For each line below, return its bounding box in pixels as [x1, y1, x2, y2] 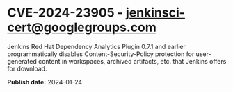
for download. [7, 64, 47, 73]
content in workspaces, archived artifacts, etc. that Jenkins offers [38, 57, 227, 65]
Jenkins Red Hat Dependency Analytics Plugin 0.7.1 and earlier [7, 42, 186, 50]
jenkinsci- [125, 5, 186, 21]
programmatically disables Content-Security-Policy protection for [7, 50, 195, 58]
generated [7, 57, 37, 65]
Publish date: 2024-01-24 [7, 77, 82, 86]
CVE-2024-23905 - [7, 5, 124, 21]
